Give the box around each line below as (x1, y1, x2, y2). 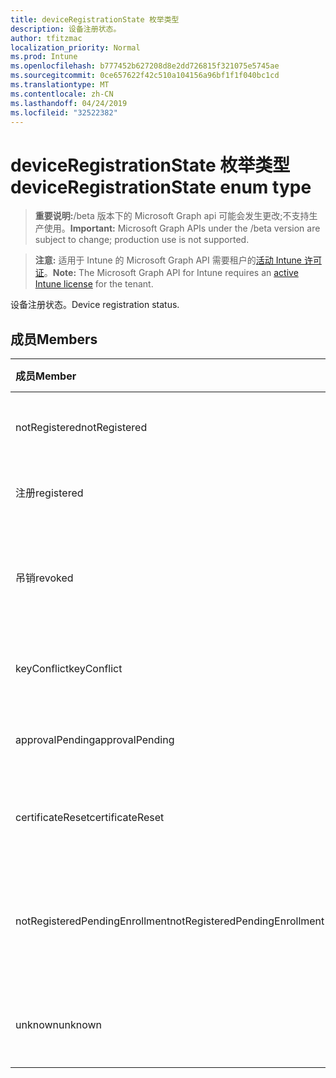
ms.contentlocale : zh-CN (10, 89, 114, 99)
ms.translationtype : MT (10, 80, 110, 90)
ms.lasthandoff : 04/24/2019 (10, 98, 128, 108)
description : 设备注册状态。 (10, 24, 122, 34)
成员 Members (10, 331, 98, 348)
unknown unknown (15, 1018, 102, 1032)
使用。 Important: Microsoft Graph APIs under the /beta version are (43, 222, 321, 235)
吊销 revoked (15, 571, 74, 585)
